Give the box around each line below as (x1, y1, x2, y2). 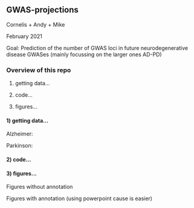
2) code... (6, 155, 31, 163)
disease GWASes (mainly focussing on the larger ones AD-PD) (6, 51, 162, 58)
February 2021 (6, 33, 42, 40)
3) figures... (6, 169, 37, 177)
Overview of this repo (6, 66, 71, 74)
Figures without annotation (6, 183, 73, 190)
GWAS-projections (6, 5, 79, 15)
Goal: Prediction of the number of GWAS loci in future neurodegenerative (6, 44, 189, 51)
